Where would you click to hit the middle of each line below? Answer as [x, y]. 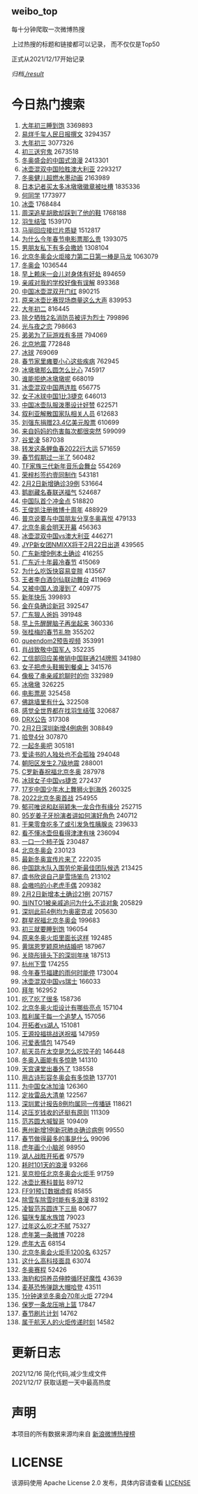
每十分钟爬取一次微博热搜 [48, 29]
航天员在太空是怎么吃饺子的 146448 [73, 1051]
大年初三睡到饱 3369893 [57, 125]
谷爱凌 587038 [43, 440]
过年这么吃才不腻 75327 [56, 1226]
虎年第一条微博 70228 [53, 1234]
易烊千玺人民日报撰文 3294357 [66, 134]
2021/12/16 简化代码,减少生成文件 [59, 1373]
